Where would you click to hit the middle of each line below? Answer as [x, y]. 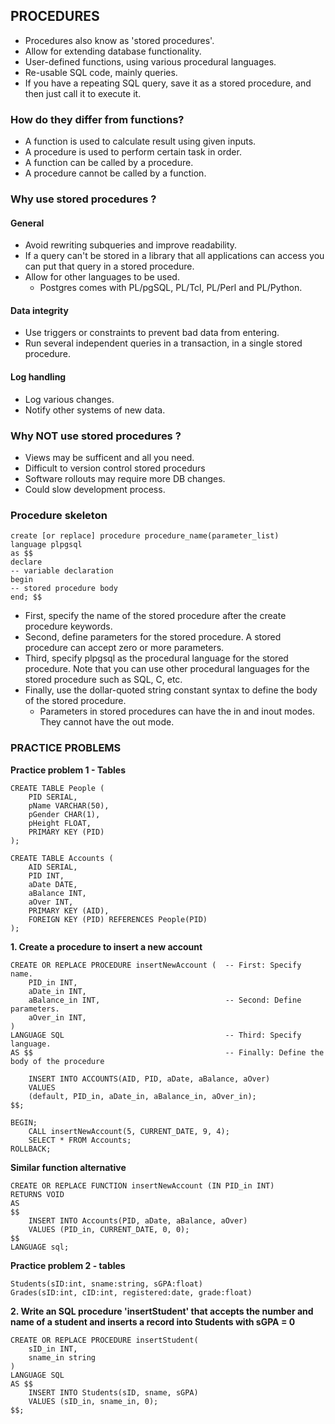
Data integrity [39, 310]
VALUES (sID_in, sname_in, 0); [93, 1401]
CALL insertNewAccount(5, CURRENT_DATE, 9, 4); [129, 1131]
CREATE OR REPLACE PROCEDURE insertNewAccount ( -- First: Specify [156, 965]
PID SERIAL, [53, 797]
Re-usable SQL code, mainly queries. [101, 72]
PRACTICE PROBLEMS [66, 748]
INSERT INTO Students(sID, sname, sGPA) [113, 1392]
